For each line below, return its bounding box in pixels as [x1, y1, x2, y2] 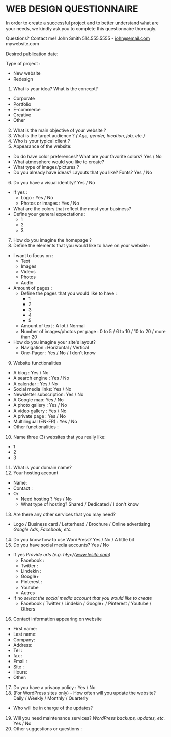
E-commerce [13, 106, 41, 112]
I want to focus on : [13, 252, 54, 258]
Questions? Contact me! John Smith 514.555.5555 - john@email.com [6, 35, 150, 41]
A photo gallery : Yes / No [13, 402, 67, 408]
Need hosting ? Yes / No [20, 496, 72, 502]
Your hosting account [13, 470, 59, 476]
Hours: [13, 669, 27, 675]
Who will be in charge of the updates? [13, 705, 93, 711]
